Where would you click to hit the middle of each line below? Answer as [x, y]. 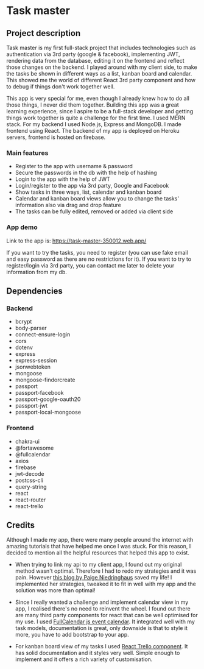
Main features [27, 153]
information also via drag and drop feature [68, 205]
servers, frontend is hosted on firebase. [56, 137]
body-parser [31, 328]
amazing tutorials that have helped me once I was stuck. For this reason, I [99, 547]
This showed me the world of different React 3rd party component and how [101, 80]
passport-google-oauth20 [48, 399]
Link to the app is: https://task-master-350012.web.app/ [76, 241]
